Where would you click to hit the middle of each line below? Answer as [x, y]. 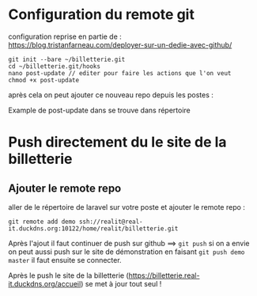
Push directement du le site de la [117, 142]
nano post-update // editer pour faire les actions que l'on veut [120, 73]
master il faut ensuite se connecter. [65, 260]
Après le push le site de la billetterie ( [68, 275]
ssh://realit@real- [111, 222]
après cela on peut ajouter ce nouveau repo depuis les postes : [111, 95]
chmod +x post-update [44, 80]
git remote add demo [42, 222]
